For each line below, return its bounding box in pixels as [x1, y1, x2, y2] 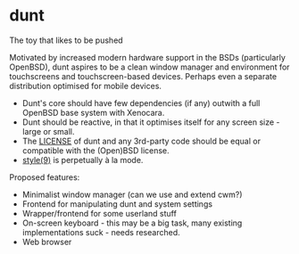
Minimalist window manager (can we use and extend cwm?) [21, 189, 243, 200]
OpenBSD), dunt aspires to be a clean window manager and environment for [9, 61, 290, 72]
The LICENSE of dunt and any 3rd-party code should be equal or [21, 135, 262, 146]
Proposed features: [9, 171, 80, 183]
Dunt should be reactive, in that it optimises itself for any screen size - [21, 117, 280, 127]
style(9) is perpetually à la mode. [21, 154, 144, 165]
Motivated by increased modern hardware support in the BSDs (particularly [9, 52, 286, 62]
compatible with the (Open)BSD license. [21, 144, 170, 156]
